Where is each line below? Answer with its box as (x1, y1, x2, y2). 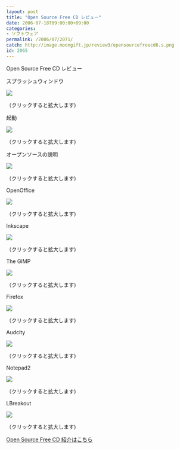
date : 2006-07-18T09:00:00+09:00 (6, 20, 89, 26)
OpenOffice (6, 187, 35, 194)
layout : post (6, 8, 39, 15)
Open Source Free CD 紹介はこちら (6, 436, 93, 443)
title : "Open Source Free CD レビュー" (6, 14, 102, 20)
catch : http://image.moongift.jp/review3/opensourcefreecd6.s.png (6, 42, 175, 48)
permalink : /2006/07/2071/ (6, 36, 73, 42)
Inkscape (6, 222, 29, 229)
